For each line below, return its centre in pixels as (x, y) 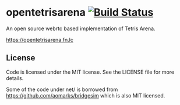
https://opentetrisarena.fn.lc (40, 39)
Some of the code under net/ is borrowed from (62, 89)
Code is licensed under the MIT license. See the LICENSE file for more (90, 72)
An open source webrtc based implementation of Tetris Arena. (81, 28)
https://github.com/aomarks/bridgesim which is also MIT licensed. (86, 95)
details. (15, 78)
